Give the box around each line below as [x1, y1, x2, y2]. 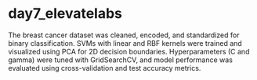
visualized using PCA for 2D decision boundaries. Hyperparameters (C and [8, 47, 250, 56]
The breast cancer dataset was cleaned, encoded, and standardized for [8, 30, 240, 40]
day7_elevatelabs [8, 5, 123, 23]
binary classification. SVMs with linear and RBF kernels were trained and [8, 38, 243, 47]
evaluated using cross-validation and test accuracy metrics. [8, 63, 201, 72]
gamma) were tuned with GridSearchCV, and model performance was [8, 55, 233, 64]
